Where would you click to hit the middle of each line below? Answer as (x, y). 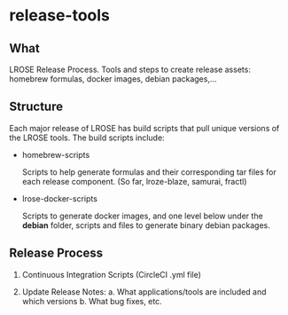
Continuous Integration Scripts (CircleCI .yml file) (112, 274)
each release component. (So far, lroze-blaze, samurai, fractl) (134, 181)
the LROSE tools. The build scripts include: (87, 138)
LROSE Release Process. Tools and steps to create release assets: (130, 69)
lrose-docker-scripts (59, 198)
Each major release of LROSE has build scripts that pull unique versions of (144, 128)
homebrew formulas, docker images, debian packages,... (113, 79)
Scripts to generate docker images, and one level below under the (142, 216)
